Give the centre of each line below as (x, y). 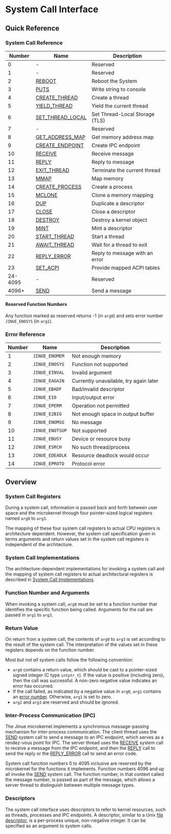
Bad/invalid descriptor (98, 389)
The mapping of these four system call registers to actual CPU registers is (83, 528)
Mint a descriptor (112, 228)
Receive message (112, 153)
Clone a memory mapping (122, 195)
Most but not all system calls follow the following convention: (69, 660)
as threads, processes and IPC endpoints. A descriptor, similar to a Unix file (84, 815)
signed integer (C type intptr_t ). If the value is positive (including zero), (89, 675)
